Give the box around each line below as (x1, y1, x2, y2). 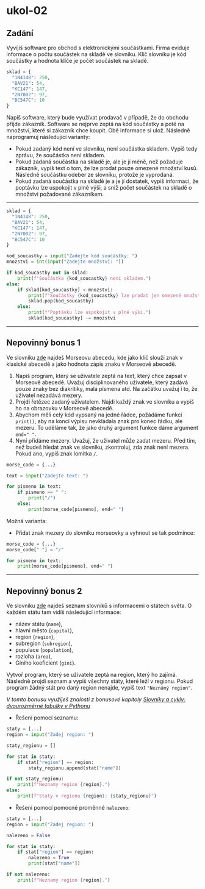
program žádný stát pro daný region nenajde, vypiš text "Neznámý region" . (6, 684, 193, 691)
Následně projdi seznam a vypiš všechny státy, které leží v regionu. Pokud (6, 677, 193, 685)
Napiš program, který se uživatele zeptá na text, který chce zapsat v (15, 372, 187, 379)
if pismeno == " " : (17, 489, 67, 496)
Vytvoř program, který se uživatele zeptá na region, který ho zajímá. (6, 671, 178, 679)
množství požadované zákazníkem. (15, 190, 104, 198)
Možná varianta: (6, 517, 47, 524)
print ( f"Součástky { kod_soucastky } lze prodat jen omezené (28, 292, 182, 299)
